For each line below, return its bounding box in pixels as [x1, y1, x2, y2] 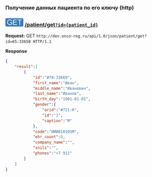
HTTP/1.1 [32, 39, 52, 45]
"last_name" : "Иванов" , [32, 91, 82, 96]
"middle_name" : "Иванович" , [32, 86, 91, 91]
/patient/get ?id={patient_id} [24, 21, 99, 28]
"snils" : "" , [32, 145, 59, 150]
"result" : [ [14, 64, 38, 69]
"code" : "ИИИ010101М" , [32, 129, 80, 134]
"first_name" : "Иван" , [32, 80, 80, 86]
